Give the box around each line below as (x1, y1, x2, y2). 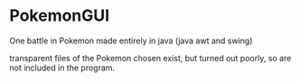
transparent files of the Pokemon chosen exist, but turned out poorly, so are (9, 52, 292, 63)
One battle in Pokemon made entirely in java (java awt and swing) (9, 35, 253, 46)
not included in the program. (9, 62, 116, 73)
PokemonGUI (9, 5, 110, 26)
